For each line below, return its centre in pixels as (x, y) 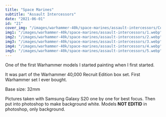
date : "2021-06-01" (25, 19)
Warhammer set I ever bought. (36, 80)
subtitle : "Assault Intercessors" (41, 14)
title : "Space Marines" (30, 10)
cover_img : (16, 28)
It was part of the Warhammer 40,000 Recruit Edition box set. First (73, 74)
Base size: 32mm (23, 89)
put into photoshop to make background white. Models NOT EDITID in (76, 104)
